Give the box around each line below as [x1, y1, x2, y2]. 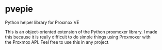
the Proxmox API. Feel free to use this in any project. [5, 39, 110, 45]
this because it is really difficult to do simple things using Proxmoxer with [5, 34, 151, 40]
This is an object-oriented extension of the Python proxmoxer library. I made [5, 29, 158, 34]
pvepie [5, 3, 33, 15]
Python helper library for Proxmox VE [5, 19, 80, 25]
